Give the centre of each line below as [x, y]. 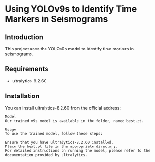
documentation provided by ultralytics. [46, 155]
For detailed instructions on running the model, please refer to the [78, 151]
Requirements [27, 69]
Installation [22, 96]
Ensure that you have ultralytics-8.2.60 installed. [59, 142]
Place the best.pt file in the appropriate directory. [62, 146]
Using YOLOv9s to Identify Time [71, 9]
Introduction [24, 37]
